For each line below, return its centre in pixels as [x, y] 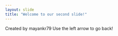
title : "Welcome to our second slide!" [46, 14]
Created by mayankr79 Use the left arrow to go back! [59, 28]
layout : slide [20, 10]
